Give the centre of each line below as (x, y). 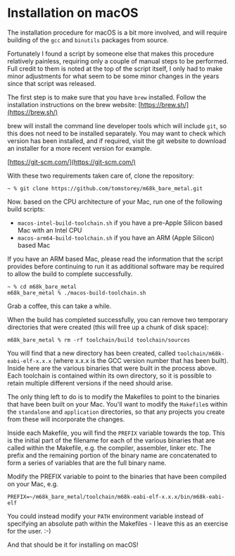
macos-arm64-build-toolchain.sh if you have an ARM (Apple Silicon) (116, 237)
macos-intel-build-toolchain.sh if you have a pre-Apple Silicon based (120, 223)
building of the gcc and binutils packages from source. (88, 39)
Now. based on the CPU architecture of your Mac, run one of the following (115, 202)
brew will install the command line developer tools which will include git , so (117, 125)
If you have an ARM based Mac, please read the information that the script (115, 259)
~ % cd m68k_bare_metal (42, 287)
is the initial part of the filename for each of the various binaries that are (111, 440)
